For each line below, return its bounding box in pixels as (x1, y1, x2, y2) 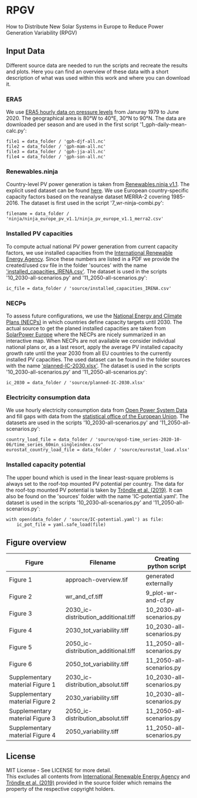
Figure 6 (9, 660, 32, 668)
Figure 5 (9, 643, 32, 651)
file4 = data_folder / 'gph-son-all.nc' (6, 154, 107, 160)
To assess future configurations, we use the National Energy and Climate (6, 312, 182, 319)
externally (145, 579, 173, 587)
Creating (154, 555, 180, 563)
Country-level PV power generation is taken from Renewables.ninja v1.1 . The (6, 181, 190, 188)
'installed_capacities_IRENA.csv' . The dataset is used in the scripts (6, 268, 167, 275)
